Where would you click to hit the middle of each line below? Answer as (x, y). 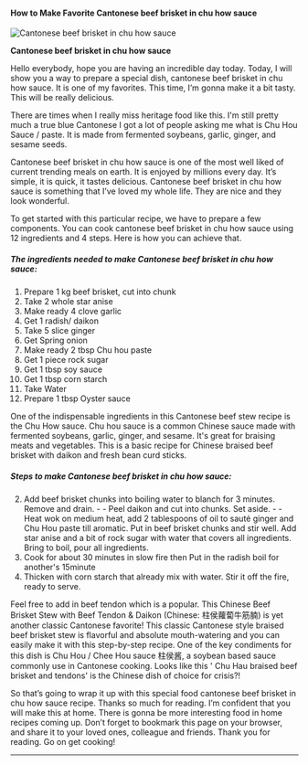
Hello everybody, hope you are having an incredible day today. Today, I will (151, 69)
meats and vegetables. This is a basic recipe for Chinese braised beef (142, 446)
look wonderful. (40, 201)
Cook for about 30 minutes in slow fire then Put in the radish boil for (151, 558)
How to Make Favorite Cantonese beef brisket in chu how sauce (134, 13)
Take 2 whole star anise (68, 302)
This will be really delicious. (63, 98)
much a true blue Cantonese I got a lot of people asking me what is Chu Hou (154, 125)
